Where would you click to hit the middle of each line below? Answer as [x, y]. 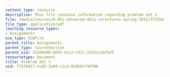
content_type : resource [30, 10]
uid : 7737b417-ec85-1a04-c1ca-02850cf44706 [52, 66]
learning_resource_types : [32, 29]
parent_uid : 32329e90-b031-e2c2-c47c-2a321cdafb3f [60, 52]
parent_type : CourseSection [35, 48]
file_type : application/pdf [35, 24]
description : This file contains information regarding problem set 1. [82, 15]
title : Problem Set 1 [28, 62]
